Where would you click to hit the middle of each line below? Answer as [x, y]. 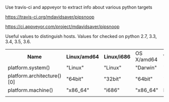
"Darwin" [146, 68]
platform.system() [29, 68]
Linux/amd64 [82, 57]
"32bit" [113, 79]
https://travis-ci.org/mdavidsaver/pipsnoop [50, 17]
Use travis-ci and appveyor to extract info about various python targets [79, 7]
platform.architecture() [35, 76]
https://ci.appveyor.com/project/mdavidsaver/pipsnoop [62, 26]
